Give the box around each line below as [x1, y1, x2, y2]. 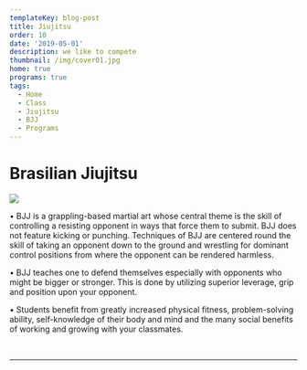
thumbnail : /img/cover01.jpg [9, 56, 121, 65]
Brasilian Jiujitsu [9, 164, 139, 184]
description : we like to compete [9, 48, 137, 57]
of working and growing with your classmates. [9, 323, 184, 334]
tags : [9, 81, 30, 90]
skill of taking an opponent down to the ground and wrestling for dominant [9, 239, 290, 250]
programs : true [9, 73, 68, 82]
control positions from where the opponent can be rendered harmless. [9, 248, 274, 260]
